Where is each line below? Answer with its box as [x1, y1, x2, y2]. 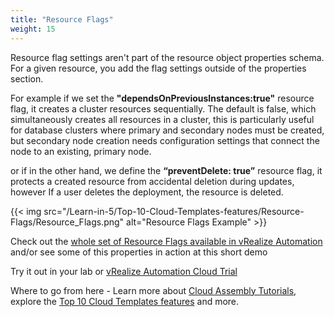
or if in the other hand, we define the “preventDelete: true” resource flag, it [10, 164, 323, 176]
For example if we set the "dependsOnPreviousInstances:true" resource [10, 92, 315, 104]
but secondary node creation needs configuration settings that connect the [10, 134, 320, 146]
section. [10, 72, 44, 85]
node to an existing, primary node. [10, 145, 152, 157]
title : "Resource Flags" [10, 14, 114, 25]
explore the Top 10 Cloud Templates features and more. [10, 295, 240, 307]
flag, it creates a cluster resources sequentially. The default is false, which [10, 102, 317, 115]
